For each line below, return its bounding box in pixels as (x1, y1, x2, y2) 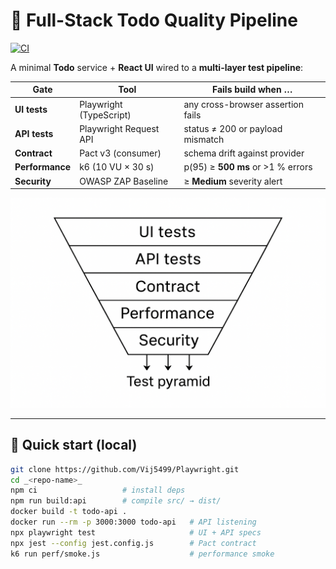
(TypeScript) (79, 109, 132, 121)
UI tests (14, 104, 48, 116)
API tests (14, 128, 54, 140)
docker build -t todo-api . (10, 507, 128, 517)
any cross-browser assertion (183, 98, 304, 110)
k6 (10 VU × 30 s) (79, 161, 155, 173)
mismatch (183, 133, 225, 145)
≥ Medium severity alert (183, 175, 283, 187)
